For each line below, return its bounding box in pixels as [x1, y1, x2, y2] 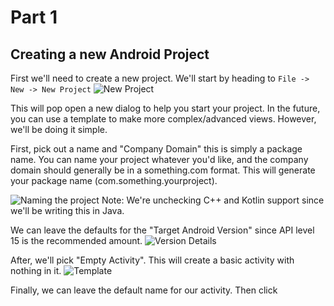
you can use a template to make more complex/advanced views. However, [10, 113, 317, 125]
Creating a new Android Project [10, 46, 210, 63]
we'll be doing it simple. [10, 124, 108, 135]
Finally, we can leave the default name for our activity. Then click [10, 284, 278, 296]
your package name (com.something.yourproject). [10, 175, 218, 186]
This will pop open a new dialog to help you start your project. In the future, [10, 102, 321, 114]
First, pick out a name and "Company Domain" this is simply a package [10, 143, 303, 155]
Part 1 [10, 6, 58, 29]
